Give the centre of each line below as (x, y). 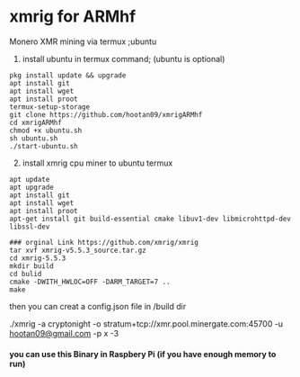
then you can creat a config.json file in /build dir (98, 306)
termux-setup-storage (50, 107)
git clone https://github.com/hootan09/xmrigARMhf (106, 114)
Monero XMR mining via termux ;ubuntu (83, 41)
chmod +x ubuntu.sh (46, 130)
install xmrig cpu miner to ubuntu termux (97, 163)
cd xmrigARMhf (36, 122)
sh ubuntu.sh (34, 138)
